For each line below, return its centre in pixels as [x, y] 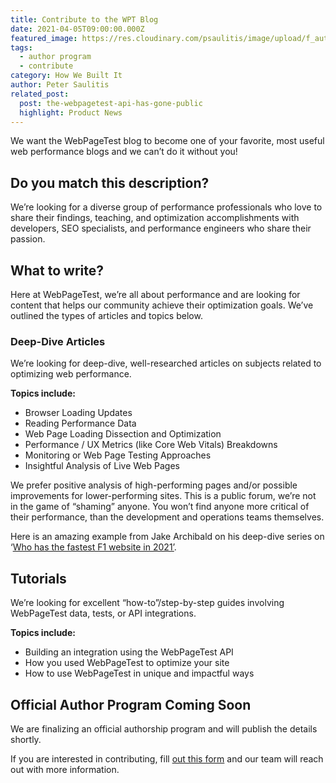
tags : [21, 47]
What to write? [57, 270]
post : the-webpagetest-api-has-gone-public [111, 103]
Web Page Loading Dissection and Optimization [123, 434]
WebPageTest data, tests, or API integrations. [103, 613]
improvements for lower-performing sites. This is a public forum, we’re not [163, 496]
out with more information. [65, 769]
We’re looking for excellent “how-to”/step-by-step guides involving [147, 603]
